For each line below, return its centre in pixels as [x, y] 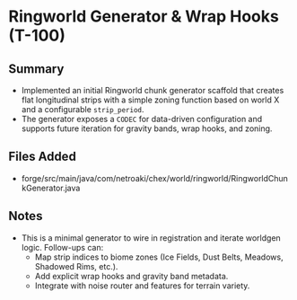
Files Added [43, 157]
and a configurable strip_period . [83, 109]
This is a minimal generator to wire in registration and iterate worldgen [151, 238]
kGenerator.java [51, 188]
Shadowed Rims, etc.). [76, 266]
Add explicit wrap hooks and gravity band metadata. [131, 276]
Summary [36, 69]
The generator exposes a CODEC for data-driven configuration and [142, 119]
